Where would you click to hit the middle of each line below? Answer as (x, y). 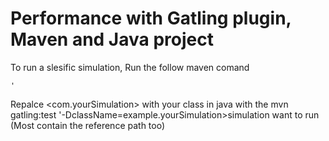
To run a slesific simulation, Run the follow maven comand (130, 67)
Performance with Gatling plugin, (151, 18)
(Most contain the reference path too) (88, 125)
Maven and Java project (112, 39)
